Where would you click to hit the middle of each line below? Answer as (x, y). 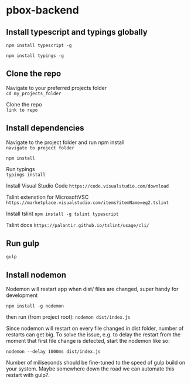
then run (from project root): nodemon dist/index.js (68, 317)
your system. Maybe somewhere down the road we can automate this (90, 369)
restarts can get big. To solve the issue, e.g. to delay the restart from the (93, 335)
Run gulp (23, 244)
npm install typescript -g (39, 45)
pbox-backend (42, 10)
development (22, 295)
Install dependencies (45, 128)
